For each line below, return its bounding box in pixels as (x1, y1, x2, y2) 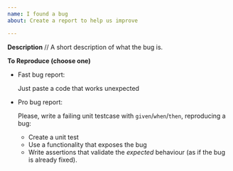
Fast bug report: (17, 70, 65, 79)
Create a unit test (28, 133, 80, 141)
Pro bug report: (17, 97, 63, 106)
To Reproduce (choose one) (7, 56, 91, 65)
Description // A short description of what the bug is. (7, 43, 163, 51)
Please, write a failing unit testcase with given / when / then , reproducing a (17, 111, 226, 120)
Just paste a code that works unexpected (17, 84, 140, 92)
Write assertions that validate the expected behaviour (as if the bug (28, 148, 226, 156)
